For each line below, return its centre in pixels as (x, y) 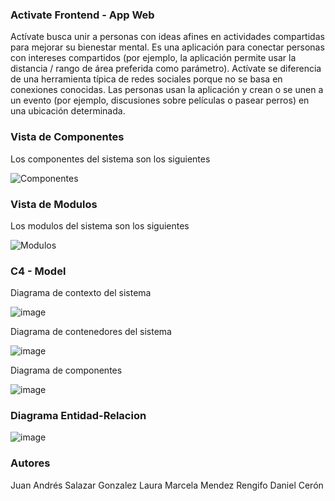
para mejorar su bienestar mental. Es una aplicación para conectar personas (167, 47)
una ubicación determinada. (68, 111)
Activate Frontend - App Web (82, 15)
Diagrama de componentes (66, 370)
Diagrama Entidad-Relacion (78, 416)
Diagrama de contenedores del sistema (91, 332)
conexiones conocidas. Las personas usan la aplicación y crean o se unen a (167, 90)
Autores (30, 463)
